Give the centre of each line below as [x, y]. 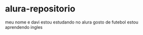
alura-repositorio [40, 9]
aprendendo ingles [24, 27]
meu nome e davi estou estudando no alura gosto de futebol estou [72, 22]
